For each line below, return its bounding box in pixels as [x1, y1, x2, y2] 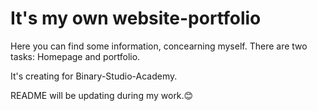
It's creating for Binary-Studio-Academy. [10, 70, 178, 82]
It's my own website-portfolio [10, 7, 262, 30]
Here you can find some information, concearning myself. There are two [10, 40, 308, 52]
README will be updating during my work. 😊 [10, 89, 194, 101]
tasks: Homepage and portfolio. [10, 50, 141, 62]
